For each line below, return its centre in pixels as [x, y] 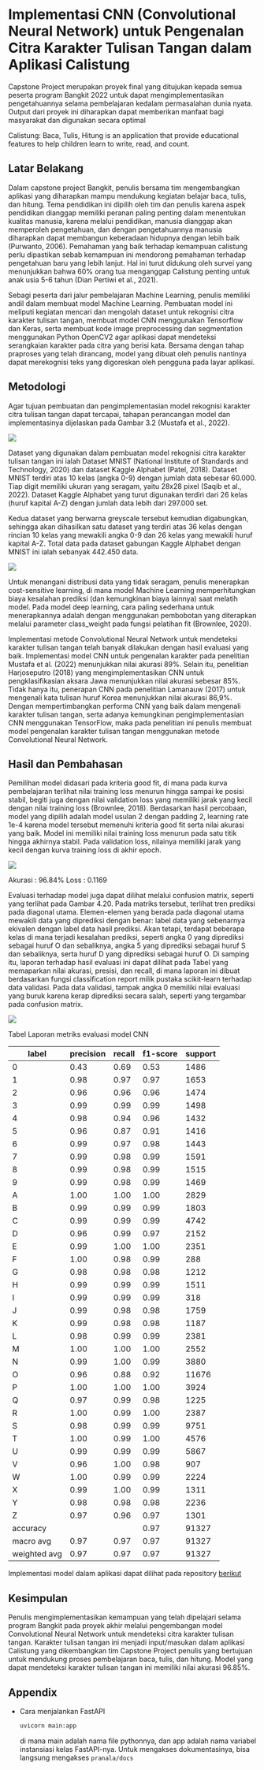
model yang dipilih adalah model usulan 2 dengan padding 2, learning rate [128, 817]
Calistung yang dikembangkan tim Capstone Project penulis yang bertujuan [130, 1651]
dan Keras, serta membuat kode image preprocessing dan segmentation [125, 328]
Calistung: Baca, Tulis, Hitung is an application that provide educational [123, 135]
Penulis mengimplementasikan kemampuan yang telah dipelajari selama [125, 1617]
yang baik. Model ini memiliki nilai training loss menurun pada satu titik [123, 833]
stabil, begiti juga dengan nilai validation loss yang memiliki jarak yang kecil [130, 800]
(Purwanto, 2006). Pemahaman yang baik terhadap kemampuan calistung [128, 246]
